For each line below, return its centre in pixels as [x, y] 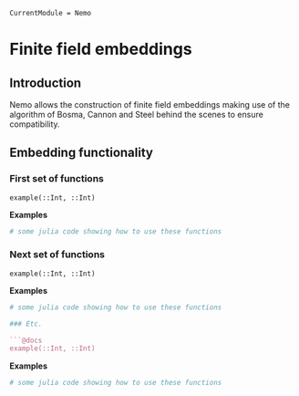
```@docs [26, 340]
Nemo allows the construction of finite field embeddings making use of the [149, 104]
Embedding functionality [81, 153]
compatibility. [35, 124]
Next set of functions [57, 255]
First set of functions [57, 179]
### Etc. [26, 324]
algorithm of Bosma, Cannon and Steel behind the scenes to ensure [137, 115]
